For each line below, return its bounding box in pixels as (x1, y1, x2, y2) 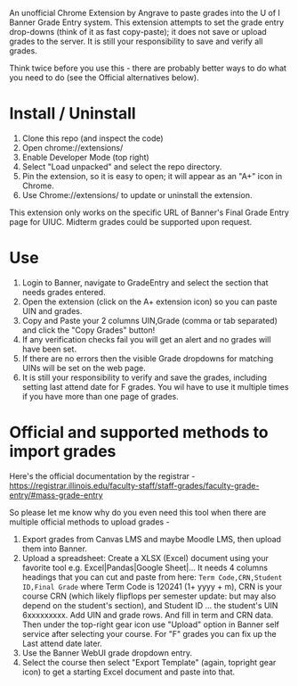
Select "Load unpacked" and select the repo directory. (21, 161, 222, 172)
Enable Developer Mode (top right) (21, 152, 149, 162)
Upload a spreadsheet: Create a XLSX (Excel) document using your (21, 552, 270, 563)
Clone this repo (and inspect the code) (21, 133, 164, 144)
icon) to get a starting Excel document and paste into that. (21, 666, 236, 677)
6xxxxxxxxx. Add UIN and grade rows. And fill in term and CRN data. (21, 609, 274, 620)
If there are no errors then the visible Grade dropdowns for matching (21, 352, 274, 364)
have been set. (21, 343, 77, 354)
